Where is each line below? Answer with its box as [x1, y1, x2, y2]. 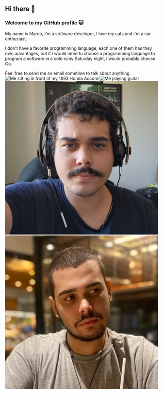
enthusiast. [5, 36, 28, 41]
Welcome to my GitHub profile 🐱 [5, 20, 84, 26]
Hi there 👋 [5, 5, 35, 13]
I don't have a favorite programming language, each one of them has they [5, 45, 152, 51]
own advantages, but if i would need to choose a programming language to [5, 50, 155, 56]
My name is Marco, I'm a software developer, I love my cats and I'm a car [5, 30, 151, 37]
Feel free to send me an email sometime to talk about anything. [5, 70, 131, 76]
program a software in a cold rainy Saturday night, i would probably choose [5, 56, 156, 61]
